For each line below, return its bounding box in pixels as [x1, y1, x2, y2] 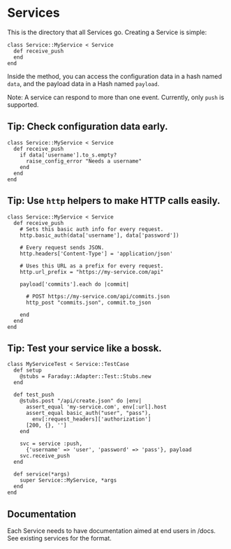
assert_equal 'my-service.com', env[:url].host [25, 404, 167, 411]
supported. [7, 100, 39, 109]
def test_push [13, 391, 54, 399]
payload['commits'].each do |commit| [20, 281, 130, 288]
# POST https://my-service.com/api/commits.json [25, 293, 170, 300]
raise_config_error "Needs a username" [25, 157, 142, 165]
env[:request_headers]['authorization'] [32, 416, 151, 423]
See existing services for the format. [7, 534, 112, 543]
